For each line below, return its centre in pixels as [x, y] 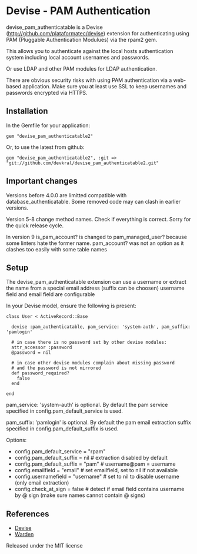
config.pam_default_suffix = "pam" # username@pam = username [95, 464]
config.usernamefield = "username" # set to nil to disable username [97, 477]
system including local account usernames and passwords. [78, 57]
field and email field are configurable [51, 294]
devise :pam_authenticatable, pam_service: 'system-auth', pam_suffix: [101, 327]
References [28, 514]
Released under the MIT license [45, 546]
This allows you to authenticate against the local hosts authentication [90, 51]
